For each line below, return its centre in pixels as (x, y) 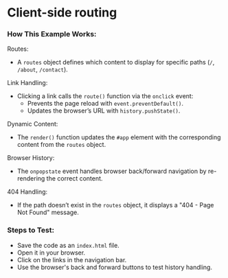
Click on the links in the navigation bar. (72, 259)
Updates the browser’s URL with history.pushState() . (104, 111)
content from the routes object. (61, 145)
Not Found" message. (48, 212)
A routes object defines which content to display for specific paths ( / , (116, 62)
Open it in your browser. (51, 253)
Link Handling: (27, 83)
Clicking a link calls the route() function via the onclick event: (105, 96)
